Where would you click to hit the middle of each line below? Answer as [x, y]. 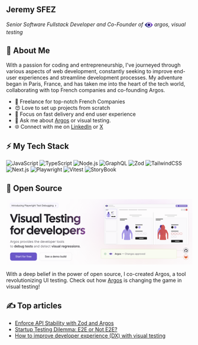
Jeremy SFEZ [31, 10]
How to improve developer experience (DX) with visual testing [90, 336]
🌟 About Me [28, 51]
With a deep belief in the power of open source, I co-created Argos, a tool [96, 274]
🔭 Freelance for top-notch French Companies [70, 101]
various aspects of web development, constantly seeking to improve [89, 71]
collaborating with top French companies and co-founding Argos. [86, 90]
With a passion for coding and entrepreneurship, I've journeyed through [93, 65]
